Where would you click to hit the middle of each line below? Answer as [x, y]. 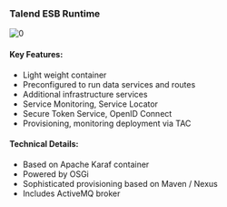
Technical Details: [44, 144]
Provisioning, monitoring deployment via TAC [107, 123]
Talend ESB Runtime [55, 14]
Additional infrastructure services [85, 94]
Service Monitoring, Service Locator [90, 104]
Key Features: [36, 54]
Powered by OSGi [55, 174]
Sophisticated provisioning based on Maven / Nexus [120, 183]
